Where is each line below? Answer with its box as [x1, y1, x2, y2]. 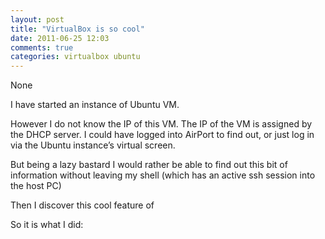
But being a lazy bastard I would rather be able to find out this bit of [10, 159, 288, 171]
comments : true [10, 42, 74, 53]
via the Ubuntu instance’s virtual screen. [10, 139, 176, 151]
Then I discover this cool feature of [10, 199, 155, 211]
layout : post [10, 14, 65, 25]
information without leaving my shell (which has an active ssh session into [10, 169, 316, 181]
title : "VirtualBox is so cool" [10, 24, 145, 34]
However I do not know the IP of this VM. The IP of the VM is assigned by [10, 118, 313, 130]
